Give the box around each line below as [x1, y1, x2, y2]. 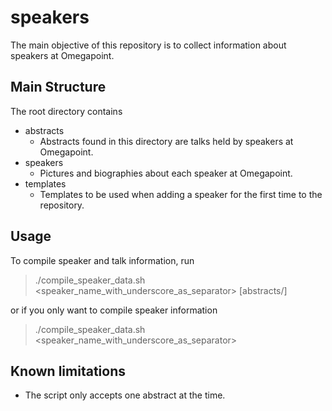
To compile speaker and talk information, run [10, 254, 195, 266]
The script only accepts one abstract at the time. [24, 389, 226, 401]
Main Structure [10, 79, 107, 96]
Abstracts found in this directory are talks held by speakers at [39, 135, 294, 147]
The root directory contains [10, 105, 123, 117]
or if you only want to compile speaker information [10, 304, 218, 316]
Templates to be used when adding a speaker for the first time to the [39, 188, 323, 200]
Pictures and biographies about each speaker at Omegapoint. [39, 167, 293, 179]
